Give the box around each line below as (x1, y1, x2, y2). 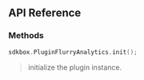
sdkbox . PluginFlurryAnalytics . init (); (8, 48, 138, 56)
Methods (8, 30, 44, 41)
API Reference (8, 6, 82, 20)
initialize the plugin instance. (27, 63, 122, 72)
